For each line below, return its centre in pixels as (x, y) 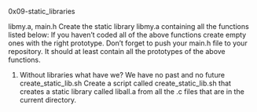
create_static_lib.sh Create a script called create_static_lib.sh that (125, 83)
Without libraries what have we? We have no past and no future (122, 75)
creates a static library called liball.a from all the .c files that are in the (132, 92)
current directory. (48, 100)
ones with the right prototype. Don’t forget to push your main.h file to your (128, 43)
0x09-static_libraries (42, 11)
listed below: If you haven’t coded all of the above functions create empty (127, 35)
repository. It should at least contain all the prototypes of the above (117, 51)
